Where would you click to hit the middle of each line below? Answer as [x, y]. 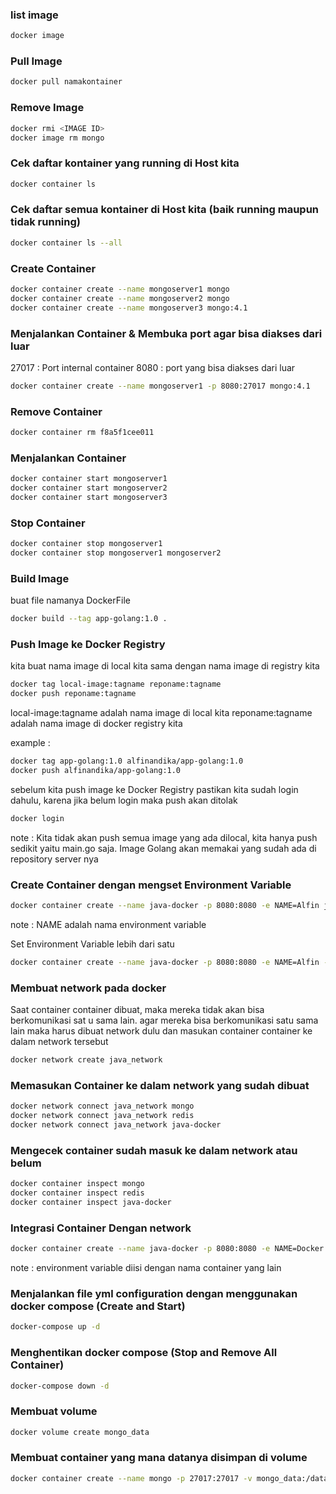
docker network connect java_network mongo [102, 1106]
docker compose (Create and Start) [98, 1306]
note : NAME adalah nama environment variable [108, 924]
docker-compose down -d [60, 1386]
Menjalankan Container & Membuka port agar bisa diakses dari [166, 333]
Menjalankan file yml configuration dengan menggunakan [154, 1293]
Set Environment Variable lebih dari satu [92, 944]
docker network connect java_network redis [102, 1116]
